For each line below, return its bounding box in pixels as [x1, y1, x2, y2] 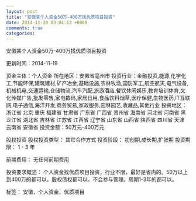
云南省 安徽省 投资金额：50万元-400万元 [6, 124, 105, 131]
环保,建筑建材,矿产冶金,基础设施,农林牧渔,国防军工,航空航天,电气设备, [23, 80, 189, 87]
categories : [6, 31, 35, 36]
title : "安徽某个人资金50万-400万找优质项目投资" [6, 14, 115, 20]
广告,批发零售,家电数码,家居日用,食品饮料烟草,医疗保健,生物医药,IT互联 [21, 95, 191, 102]
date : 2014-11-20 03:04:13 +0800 [6, 19, 88, 25]
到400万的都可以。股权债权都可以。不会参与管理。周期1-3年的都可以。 [6, 176, 177, 183]
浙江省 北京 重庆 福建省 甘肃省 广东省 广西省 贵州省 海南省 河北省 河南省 [6, 109, 180, 116]
